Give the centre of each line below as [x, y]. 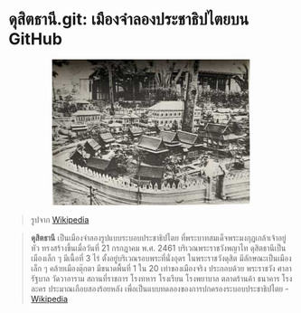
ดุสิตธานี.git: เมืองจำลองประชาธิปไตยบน [129, 19]
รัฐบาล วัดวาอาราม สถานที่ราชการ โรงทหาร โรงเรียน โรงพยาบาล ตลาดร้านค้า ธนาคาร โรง [161, 278]
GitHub [35, 39]
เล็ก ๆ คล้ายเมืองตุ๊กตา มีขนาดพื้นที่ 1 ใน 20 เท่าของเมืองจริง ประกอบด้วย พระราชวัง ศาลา [161, 268]
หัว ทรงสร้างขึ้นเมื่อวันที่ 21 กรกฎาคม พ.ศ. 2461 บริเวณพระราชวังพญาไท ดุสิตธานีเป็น [158, 248]
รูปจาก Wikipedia [60, 219]
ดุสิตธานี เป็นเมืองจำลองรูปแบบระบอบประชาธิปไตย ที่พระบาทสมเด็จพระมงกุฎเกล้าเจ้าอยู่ [158, 237]
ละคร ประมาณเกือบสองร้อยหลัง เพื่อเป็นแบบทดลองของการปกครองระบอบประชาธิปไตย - [160, 289]
